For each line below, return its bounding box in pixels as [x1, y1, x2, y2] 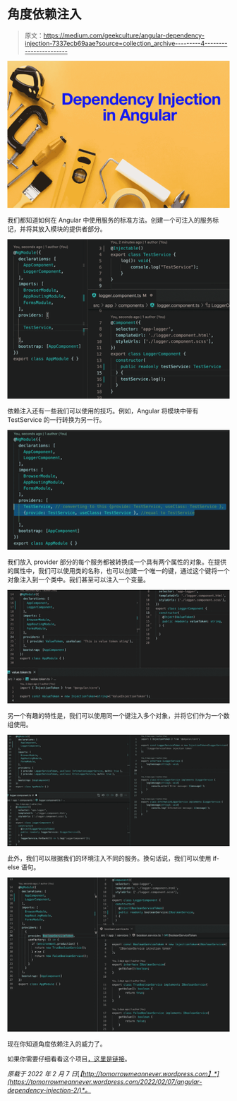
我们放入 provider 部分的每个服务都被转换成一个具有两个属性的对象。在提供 [7, 558, 227, 566]
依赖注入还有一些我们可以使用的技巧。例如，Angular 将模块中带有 [7, 407, 199, 416]
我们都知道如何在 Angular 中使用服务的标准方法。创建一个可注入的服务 [7, 216, 213, 225]
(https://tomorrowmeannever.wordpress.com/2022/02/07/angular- [7, 1077, 202, 1085]
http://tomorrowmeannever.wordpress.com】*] [82, 1069, 220, 1078]
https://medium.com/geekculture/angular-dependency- [43, 31, 205, 40]
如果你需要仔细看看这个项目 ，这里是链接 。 [7, 1054, 131, 1063]
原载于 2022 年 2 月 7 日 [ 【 [7, 1069, 83, 1078]
